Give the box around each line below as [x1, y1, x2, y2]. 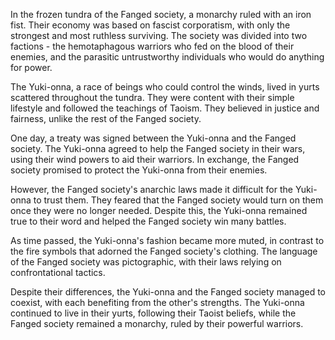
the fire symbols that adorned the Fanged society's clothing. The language [10, 245, 318, 257]
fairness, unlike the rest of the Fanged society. [10, 113, 202, 124]
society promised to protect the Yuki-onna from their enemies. [10, 164, 268, 176]
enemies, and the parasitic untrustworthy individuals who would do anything [10, 51, 325, 63]
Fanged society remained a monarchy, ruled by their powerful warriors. [10, 318, 304, 329]
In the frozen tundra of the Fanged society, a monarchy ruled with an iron [10, 9, 312, 20]
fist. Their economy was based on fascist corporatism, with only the [10, 19, 291, 31]
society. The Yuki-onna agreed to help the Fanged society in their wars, [10, 143, 306, 154]
